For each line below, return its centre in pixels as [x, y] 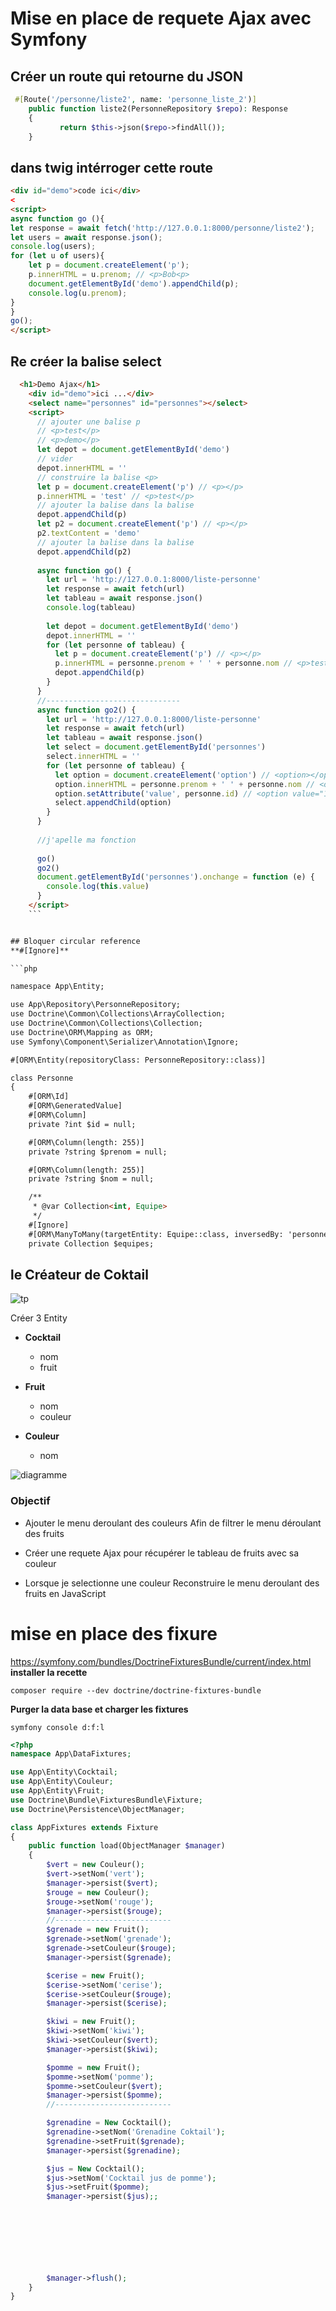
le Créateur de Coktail [79, 1274]
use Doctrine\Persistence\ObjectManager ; [98, 1809]
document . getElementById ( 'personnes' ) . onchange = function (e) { [175, 877]
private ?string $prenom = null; [98, 1152]
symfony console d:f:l [57, 1727]
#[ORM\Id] [49, 1097]
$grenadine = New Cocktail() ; [109, 2123]
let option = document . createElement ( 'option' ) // [162, 775]
